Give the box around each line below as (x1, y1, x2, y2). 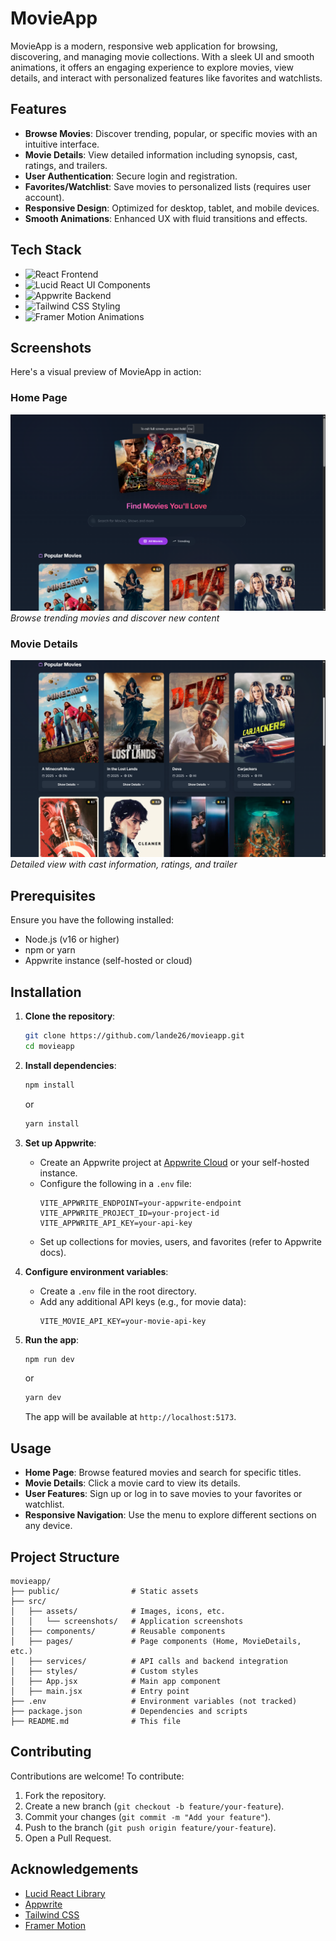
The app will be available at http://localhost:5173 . (24, 1411, 237, 1423)
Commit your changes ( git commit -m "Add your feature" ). (24, 1810, 272, 1822)
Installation (10, 983, 82, 1001)
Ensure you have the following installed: (10, 914, 175, 926)
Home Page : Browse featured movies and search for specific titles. (24, 1467, 302, 1479)
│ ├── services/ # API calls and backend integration (10, 1656, 288, 1666)
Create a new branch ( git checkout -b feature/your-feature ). (24, 1800, 285, 1812)
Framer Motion (24, 1919, 87, 1931)
